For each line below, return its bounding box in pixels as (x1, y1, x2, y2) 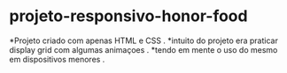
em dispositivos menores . (9, 54, 105, 64)
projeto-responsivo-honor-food (9, 6, 248, 26)
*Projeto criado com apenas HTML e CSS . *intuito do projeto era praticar (9, 35, 279, 46)
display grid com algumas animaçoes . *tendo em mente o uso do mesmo (9, 44, 278, 55)
